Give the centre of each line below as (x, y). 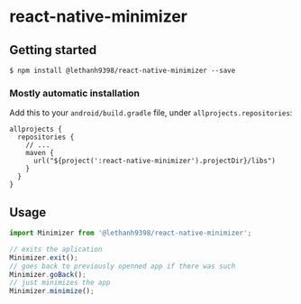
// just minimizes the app (60, 283)
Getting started (53, 50)
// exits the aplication (56, 249)
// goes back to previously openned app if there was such (123, 266)
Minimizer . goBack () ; (48, 274)
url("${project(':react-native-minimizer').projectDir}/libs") (155, 161)
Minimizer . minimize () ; (52, 291)
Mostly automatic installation (75, 93)
